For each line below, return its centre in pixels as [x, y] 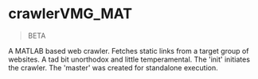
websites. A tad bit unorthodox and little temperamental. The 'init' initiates [129, 59]
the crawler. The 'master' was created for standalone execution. [113, 67]
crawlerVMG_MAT [70, 14]
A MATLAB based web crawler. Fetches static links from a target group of [129, 51]
